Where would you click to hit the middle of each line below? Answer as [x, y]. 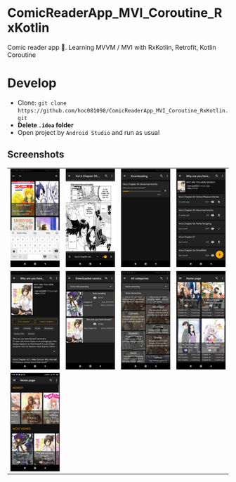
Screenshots [36, 155]
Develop [32, 83]
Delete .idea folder [45, 125]
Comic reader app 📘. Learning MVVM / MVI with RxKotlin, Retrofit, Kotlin [112, 47]
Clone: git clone [42, 103]
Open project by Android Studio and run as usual [88, 132]
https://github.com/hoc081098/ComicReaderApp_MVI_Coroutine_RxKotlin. [123, 110]
